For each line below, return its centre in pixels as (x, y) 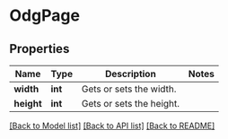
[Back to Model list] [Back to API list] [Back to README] (112, 126)
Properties (39, 49)
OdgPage (45, 16)
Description (131, 74)
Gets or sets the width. (129, 89)
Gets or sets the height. (131, 104)
